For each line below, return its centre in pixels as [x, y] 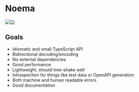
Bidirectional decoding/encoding [45, 54]
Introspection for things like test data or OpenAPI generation [73, 75]
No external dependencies [39, 59]
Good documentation [34, 85]
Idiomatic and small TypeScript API [47, 49]
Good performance [31, 64]
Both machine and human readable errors [54, 80]
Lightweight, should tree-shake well [48, 70]
